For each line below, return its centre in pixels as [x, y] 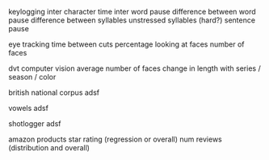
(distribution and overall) [49, 148]
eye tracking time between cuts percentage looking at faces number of [126, 44]
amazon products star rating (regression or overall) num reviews [115, 139]
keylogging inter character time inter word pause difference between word [132, 12]
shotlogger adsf [35, 123]
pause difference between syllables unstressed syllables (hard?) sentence [132, 20]
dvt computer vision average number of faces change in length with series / [134, 68]
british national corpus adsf [54, 92]
